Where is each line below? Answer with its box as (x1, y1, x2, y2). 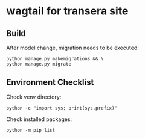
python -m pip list (6, 127, 56, 133)
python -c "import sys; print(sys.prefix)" (6, 105, 118, 111)
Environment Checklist (6, 77, 94, 88)
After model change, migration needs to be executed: (6, 44, 139, 51)
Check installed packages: (6, 116, 72, 123)
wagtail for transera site (6, 4, 129, 18)
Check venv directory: (6, 93, 62, 100)
